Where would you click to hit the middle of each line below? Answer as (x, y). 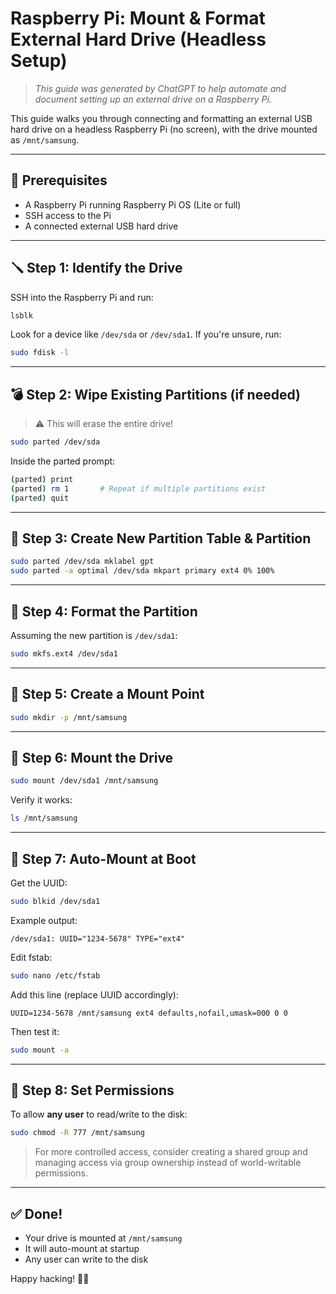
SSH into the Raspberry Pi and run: (82, 297)
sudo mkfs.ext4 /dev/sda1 (64, 654)
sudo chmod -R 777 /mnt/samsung (77, 1133)
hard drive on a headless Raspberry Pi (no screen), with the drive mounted (164, 129)
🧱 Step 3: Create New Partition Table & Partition (161, 538)
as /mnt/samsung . (45, 139)
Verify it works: (41, 800)
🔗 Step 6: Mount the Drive (92, 757)
